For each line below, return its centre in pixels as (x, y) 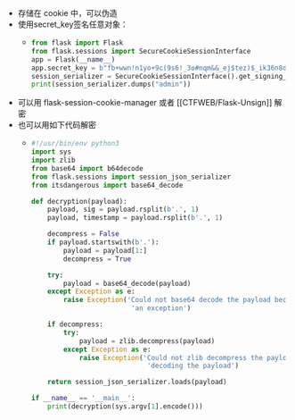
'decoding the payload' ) (193, 366)
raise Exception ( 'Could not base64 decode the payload (167, 300)
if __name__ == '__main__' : (83, 399)
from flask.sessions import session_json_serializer (131, 177)
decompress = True (97, 259)
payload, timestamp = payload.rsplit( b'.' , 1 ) (135, 218)
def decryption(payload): (79, 201)
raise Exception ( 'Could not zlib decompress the (171, 357)
